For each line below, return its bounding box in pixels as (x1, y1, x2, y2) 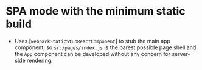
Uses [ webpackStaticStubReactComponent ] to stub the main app (14, 37, 171, 44)
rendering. (26, 57, 53, 64)
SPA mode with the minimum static (5, 4, 186, 18)
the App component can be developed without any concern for (14, 50, 171, 57)
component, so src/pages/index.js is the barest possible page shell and (14, 44, 197, 51)
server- (172, 50, 190, 57)
